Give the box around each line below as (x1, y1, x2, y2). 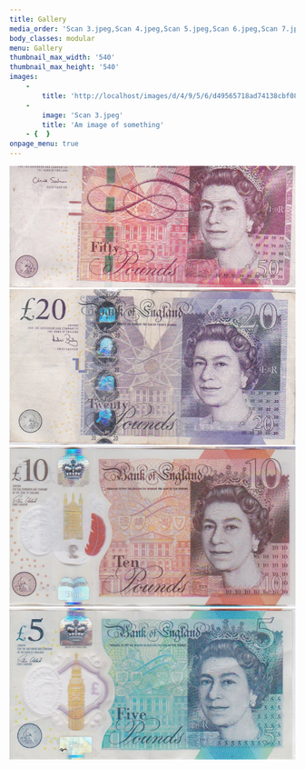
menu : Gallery (9, 44, 64, 53)
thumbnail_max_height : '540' (9, 63, 120, 72)
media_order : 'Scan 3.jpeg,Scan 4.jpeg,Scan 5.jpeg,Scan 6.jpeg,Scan (9, 24, 279, 34)
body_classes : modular (9, 34, 95, 43)
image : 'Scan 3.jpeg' (42, 110, 124, 120)
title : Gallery (9, 15, 67, 24)
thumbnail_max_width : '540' (9, 53, 116, 63)
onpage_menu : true (9, 139, 79, 149)
